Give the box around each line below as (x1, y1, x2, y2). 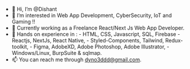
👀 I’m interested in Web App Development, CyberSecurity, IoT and (11, 12, 172, 19)
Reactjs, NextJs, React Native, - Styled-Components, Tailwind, (11, 37, 164, 44)
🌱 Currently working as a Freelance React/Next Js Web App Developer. (11, 24, 185, 31)
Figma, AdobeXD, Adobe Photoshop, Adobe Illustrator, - (33, 43, 169, 50)
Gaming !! (11, 18, 35, 25)
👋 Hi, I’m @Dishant (11, 6, 57, 12)
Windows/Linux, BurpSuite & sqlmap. (11, 50, 102, 56)
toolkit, (11, 43, 29, 50)
